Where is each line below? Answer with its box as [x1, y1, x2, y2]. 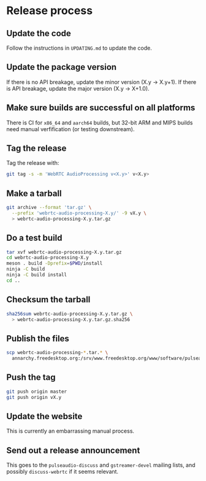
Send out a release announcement [6, 445, 140, 455]
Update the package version [6, 62, 117, 72]
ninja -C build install [6, 272, 67, 278]
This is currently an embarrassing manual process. [6, 427, 135, 435]
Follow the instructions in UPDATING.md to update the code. [6, 44, 152, 51]
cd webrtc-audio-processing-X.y [6, 255, 89, 261]
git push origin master [6, 388, 67, 395]
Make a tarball [6, 188, 62, 199]
